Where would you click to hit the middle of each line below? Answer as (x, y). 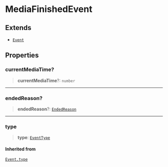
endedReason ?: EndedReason (47, 109)
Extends (18, 28)
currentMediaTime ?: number (46, 80)
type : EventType (34, 137)
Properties (22, 55)
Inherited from (20, 149)
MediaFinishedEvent (49, 9)
